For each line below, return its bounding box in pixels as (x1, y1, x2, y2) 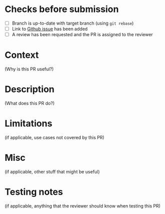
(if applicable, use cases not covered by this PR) (5, 134, 105, 140)
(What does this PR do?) (5, 100, 55, 106)
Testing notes (5, 186, 63, 198)
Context (5, 49, 39, 61)
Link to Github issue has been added (12, 26, 88, 32)
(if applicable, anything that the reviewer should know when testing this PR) (5, 202, 161, 209)
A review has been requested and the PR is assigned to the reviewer (12, 32, 153, 38)
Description (5, 84, 55, 95)
